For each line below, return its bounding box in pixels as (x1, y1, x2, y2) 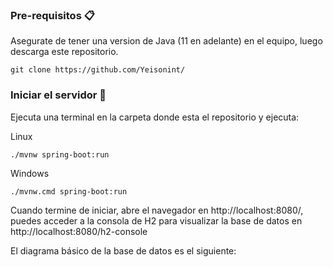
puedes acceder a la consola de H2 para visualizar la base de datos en (10, 214, 303, 227)
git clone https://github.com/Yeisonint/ (10, 65, 186, 75)
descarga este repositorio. (10, 46, 119, 58)
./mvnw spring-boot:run (10, 149, 110, 160)
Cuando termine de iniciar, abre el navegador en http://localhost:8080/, (10, 204, 304, 216)
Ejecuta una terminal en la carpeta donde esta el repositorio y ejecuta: (10, 111, 300, 123)
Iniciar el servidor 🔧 (10, 88, 107, 102)
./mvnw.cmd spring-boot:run (10, 186, 128, 197)
